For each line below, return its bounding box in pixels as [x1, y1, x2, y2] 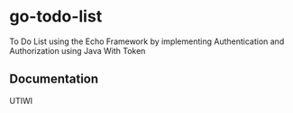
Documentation [9, 72, 99, 87]
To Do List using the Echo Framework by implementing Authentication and [9, 36, 285, 47]
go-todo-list [9, 6, 103, 27]
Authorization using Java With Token [9, 45, 146, 56]
